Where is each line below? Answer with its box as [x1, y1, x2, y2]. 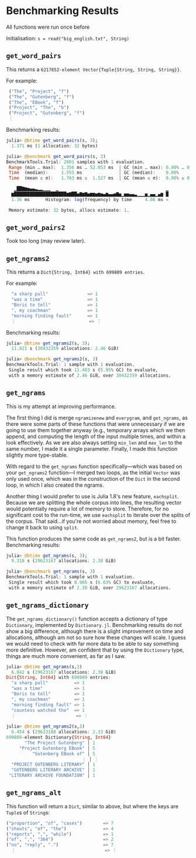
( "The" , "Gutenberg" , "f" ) [8, 94, 75, 100]
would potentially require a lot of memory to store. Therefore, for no [6, 505, 169, 512]
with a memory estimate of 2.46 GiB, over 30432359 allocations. [8, 373, 171, 378]
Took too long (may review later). [6, 237, 86, 244]
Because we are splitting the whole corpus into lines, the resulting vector [6, 499, 182, 506]
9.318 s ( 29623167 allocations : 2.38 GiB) [11, 558, 116, 564]
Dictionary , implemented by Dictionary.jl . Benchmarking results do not [6, 621, 183, 628]
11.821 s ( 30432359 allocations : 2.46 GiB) [11, 346, 119, 352]
